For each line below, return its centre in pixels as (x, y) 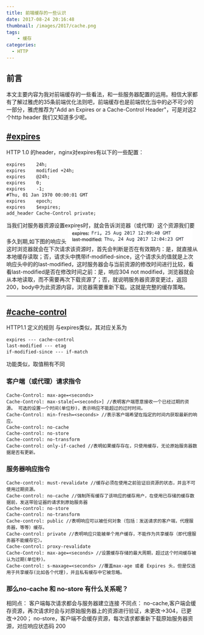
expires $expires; (34, 207)
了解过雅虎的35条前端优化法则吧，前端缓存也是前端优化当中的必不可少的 (102, 102)
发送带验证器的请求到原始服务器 (54, 502)
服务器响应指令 (28, 469)
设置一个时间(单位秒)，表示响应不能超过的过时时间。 (88, 408)
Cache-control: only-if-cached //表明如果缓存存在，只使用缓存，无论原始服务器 (100, 446)
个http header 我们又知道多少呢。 (48, 117)
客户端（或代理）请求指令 (44, 381)
